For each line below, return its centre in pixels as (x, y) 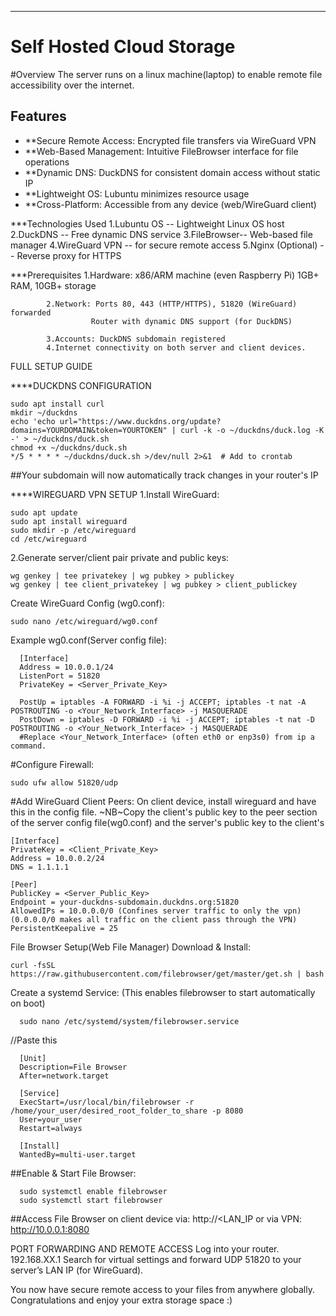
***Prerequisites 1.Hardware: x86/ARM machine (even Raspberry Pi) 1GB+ (165, 275)
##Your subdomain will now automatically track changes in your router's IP (164, 475)
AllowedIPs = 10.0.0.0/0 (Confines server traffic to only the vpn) (156, 911)
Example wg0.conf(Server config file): (88, 640)
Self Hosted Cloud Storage (123, 47)
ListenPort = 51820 (60, 676)
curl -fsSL (33, 965)
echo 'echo (33, 421)
